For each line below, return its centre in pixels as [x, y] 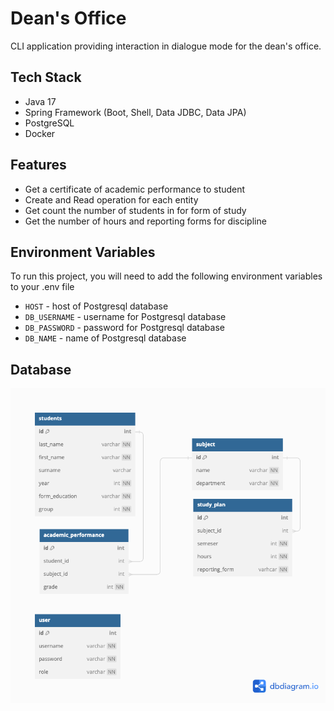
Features [38, 165]
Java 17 [40, 101]
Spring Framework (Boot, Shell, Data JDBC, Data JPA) [135, 112]
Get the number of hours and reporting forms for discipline [145, 221]
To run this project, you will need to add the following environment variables [166, 276]
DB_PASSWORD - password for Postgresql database [124, 328]
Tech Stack [46, 77]
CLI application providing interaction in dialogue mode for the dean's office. [166, 46]
